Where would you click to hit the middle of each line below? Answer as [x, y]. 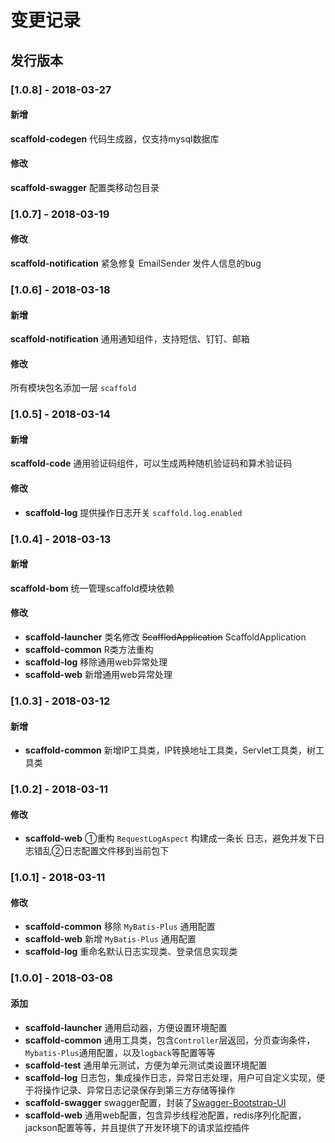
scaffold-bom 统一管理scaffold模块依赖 [92, 588]
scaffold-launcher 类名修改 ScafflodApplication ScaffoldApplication [165, 637]
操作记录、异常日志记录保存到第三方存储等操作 [139, 1090]
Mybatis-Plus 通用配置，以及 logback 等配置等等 [120, 1052]
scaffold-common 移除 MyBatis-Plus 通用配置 [120, 927]
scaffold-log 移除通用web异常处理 [96, 662]
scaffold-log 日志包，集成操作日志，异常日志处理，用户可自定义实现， [170, 1077]
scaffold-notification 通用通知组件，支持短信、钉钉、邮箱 [130, 339]
